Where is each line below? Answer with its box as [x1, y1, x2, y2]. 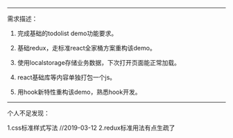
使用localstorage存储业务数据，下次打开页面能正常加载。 [17, 59, 181, 66]
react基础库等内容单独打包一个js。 [17, 73, 116, 81]
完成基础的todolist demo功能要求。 [17, 29, 118, 37]
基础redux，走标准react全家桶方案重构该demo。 [17, 44, 156, 52]
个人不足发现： [7, 109, 50, 117]
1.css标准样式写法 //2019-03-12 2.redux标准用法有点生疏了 [7, 124, 175, 132]
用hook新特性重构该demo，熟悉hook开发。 [17, 88, 141, 96]
